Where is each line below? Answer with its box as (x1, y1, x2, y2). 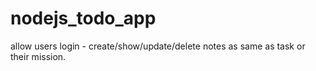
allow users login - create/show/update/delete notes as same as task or (10, 40, 306, 52)
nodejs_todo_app (10, 7, 157, 30)
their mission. (10, 50, 67, 62)
